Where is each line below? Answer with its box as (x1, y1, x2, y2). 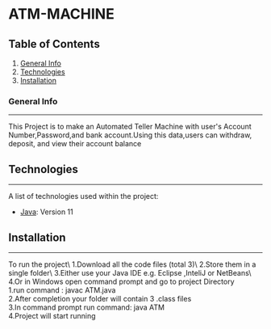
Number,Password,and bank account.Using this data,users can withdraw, (8, 130, 252, 140)
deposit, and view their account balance (8, 139, 142, 149)
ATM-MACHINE (8, 5, 115, 23)
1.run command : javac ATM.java (8, 285, 116, 295)
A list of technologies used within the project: (8, 192, 159, 201)
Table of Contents (8, 37, 101, 51)
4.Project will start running (8, 310, 96, 320)
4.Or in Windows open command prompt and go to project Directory (8, 276, 236, 286)
